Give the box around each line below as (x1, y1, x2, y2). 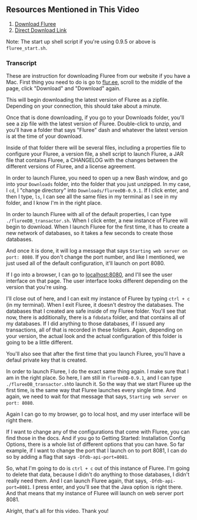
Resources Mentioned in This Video (6, 5, 139, 15)
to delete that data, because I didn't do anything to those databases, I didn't (6, 471, 190, 478)
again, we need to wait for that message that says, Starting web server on (6, 393, 188, 400)
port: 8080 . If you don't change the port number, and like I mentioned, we (6, 253, 185, 261)
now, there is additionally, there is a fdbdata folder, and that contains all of (6, 314, 185, 321)
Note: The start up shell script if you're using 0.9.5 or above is (6, 38, 156, 45)
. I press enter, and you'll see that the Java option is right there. (29, 483, 183, 491)
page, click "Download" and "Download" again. (6, 85, 121, 92)
